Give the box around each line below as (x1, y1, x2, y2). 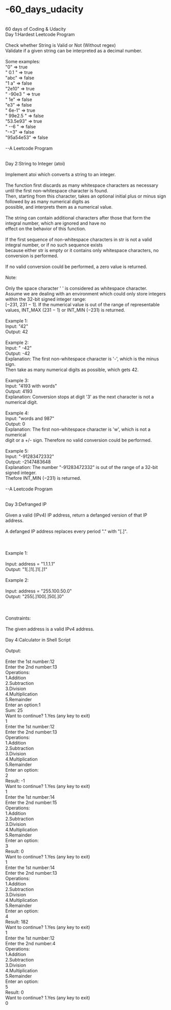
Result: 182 (5, 919, 29, 925)
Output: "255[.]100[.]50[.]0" (5, 593, 64, 599)
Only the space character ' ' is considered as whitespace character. (5, 285, 148, 291)
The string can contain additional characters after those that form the (5, 214, 151, 220)
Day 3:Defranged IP (5, 501, 47, 507)
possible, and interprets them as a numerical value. (5, 204, 113, 210)
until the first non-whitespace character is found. (5, 187, 108, 193)
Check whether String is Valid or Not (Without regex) (5, 42, 116, 48)
